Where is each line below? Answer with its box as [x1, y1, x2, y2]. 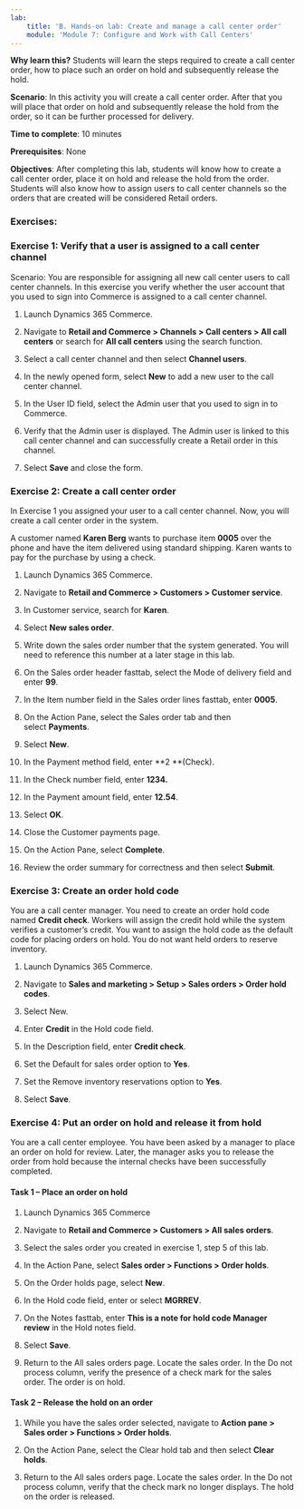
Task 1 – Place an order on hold [10, 1187, 128, 1198]
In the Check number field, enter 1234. [23, 774, 168, 784]
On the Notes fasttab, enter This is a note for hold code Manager [23, 1312, 268, 1323]
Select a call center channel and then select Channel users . [23, 353, 248, 364]
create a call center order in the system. [10, 514, 159, 526]
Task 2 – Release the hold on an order [10, 1397, 153, 1408]
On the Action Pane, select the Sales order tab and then [23, 711, 232, 722]
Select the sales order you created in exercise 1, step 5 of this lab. [23, 1241, 270, 1252]
